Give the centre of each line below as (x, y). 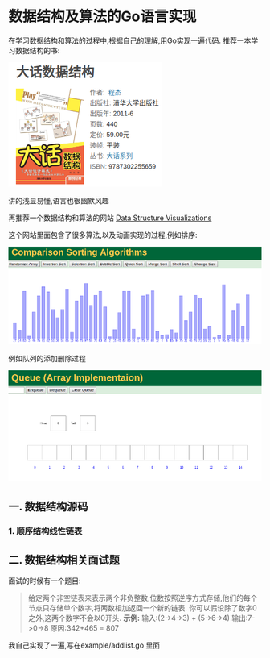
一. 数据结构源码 (48, 506)
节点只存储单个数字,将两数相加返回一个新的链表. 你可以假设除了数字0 (142, 608)
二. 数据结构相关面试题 (64, 560)
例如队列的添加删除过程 (47, 358)
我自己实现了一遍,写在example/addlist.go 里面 (84, 645)
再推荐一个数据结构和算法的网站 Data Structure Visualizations (110, 218)
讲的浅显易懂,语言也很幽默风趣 (59, 200)
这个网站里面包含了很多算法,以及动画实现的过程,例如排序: (103, 235)
